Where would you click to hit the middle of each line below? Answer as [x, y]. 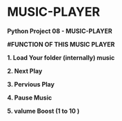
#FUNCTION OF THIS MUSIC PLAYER [61, 44]
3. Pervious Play [31, 84]
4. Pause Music [30, 98]
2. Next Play [25, 71]
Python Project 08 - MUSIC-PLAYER [60, 31]
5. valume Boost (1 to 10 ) [43, 111]
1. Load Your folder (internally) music [61, 57]
